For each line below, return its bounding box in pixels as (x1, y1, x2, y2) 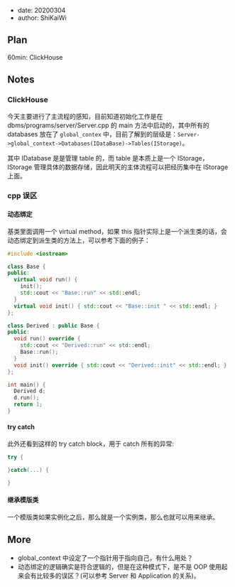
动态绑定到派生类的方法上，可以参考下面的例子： (7, 236, 151, 244)
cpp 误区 (7, 191, 38, 201)
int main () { (7, 381, 46, 388)
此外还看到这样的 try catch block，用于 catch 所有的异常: (7, 440, 175, 448)
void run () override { (13, 335, 81, 343)
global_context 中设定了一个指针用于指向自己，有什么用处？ (17, 554, 193, 562)
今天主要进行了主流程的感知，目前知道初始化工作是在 (7, 112, 163, 120)
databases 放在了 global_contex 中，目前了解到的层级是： (7, 129, 178, 138)
